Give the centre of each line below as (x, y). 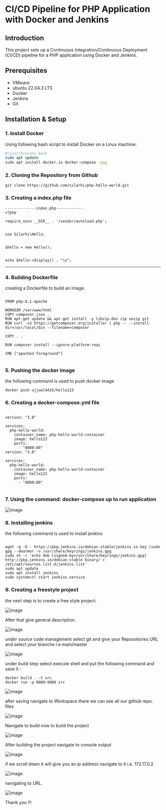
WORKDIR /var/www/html (28, 310)
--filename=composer (68, 328)
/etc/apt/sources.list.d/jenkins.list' (46, 564)
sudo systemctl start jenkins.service (45, 578)
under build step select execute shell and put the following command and (80, 663)
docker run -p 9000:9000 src (35, 682)
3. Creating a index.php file (38, 198)
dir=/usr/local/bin (25, 328)
